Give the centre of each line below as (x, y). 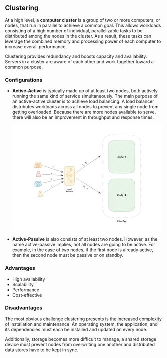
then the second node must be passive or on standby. (68, 255)
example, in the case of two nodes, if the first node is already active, (83, 250)
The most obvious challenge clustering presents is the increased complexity (84, 319)
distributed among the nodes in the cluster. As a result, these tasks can (78, 36)
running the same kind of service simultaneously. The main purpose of (85, 96)
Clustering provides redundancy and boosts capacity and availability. (76, 56)
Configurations (24, 80)
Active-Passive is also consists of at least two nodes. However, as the (85, 239)
